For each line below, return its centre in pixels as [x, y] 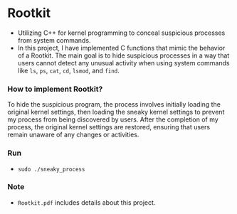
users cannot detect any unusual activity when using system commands [123, 63]
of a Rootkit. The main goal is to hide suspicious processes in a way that [123, 55]
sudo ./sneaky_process [51, 169]
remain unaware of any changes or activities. [73, 135]
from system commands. [54, 40]
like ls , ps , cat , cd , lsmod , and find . [68, 70]
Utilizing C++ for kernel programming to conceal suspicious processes [121, 33]
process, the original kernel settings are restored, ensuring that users [109, 127]
